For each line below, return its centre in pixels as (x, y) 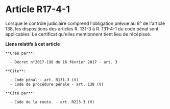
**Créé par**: (20, 53)
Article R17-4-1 (38, 9)
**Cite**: (16, 71)
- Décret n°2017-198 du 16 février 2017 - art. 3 (64, 62)
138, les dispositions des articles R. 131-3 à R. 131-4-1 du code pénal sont (82, 28)
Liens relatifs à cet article (33, 44)
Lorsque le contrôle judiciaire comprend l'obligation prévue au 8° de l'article (85, 23)
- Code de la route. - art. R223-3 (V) (52, 102)
